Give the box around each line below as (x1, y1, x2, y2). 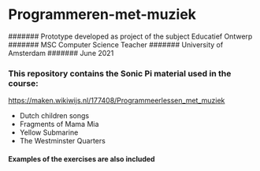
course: (8, 77, 39, 88)
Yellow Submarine (19, 128, 79, 137)
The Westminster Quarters (19, 136, 106, 146)
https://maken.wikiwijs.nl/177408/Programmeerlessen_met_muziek (8, 96, 225, 106)
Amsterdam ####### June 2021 (8, 48, 114, 58)
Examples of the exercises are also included (8, 154, 155, 163)
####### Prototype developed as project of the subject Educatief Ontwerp (8, 32, 253, 41)
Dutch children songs (19, 111, 89, 121)
